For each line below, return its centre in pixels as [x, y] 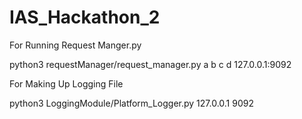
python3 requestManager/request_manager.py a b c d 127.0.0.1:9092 [150, 64]
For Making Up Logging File [66, 83]
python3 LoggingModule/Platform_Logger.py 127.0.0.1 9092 [131, 103]
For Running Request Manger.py [75, 45]
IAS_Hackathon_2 [85, 17]
